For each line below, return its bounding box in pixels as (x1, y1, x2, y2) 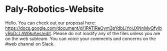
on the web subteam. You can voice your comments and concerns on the (5, 36, 156, 42)
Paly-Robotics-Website (5, 3, 104, 15)
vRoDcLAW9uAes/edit (5, 30, 51, 36)
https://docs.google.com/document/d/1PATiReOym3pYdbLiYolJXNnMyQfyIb (5, 25, 162, 31)
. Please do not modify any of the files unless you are (50, 30, 160, 36)
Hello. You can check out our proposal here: (5, 20, 96, 26)
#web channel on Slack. (5, 41, 55, 47)
